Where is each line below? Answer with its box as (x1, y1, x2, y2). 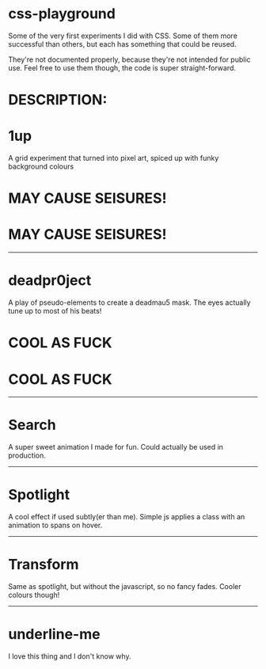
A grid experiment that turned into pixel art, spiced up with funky (8, 154, 219, 163)
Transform (8, 556, 79, 574)
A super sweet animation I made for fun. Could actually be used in (8, 443, 224, 452)
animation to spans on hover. (8, 520, 103, 530)
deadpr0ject (8, 272, 92, 290)
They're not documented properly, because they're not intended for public (8, 55, 251, 64)
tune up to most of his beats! (8, 306, 102, 316)
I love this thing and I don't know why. (8, 652, 132, 661)
